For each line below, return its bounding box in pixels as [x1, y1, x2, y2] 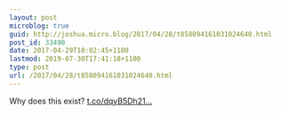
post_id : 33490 [9, 37, 66, 47]
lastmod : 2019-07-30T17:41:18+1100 [9, 54, 141, 63]
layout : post [9, 12, 58, 22]
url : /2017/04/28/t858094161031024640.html [9, 71, 173, 80]
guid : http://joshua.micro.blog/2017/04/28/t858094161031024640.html [9, 29, 273, 38]
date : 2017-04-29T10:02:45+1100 [9, 46, 129, 55]
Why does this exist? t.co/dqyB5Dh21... [9, 95, 153, 106]
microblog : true [9, 21, 69, 30]
